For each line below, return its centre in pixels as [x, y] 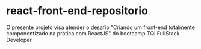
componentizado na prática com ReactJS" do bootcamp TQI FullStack [93, 33]
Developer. [20, 40]
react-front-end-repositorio [77, 11]
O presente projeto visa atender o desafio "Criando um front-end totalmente [101, 27]
